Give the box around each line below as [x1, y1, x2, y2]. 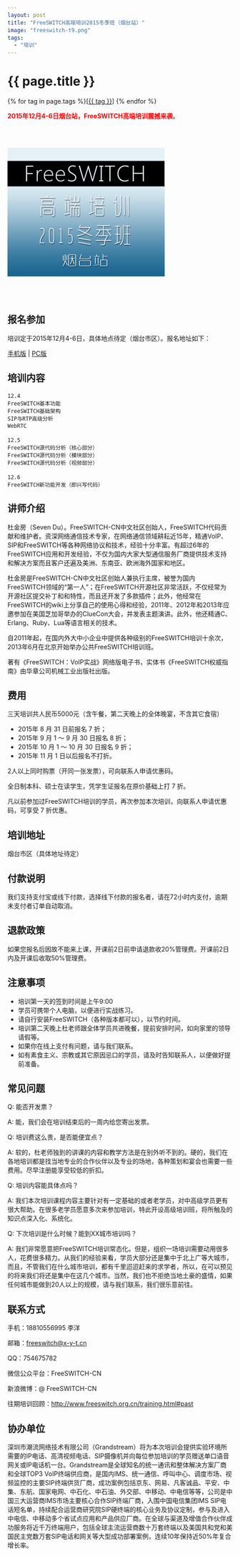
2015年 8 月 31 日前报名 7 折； [17, 725, 107, 734]
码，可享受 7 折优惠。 [7, 806, 71, 814]
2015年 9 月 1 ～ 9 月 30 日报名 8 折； [17, 734, 129, 742]
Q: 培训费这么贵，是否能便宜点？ [7, 1133, 104, 1142]
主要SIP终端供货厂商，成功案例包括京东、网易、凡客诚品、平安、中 [31, 1479, 230, 1487]
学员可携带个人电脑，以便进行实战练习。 [17, 1006, 137, 1014]
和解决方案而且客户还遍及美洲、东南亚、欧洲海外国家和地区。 [7, 558, 189, 567]
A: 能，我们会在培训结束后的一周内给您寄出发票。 [7, 1118, 154, 1127]
